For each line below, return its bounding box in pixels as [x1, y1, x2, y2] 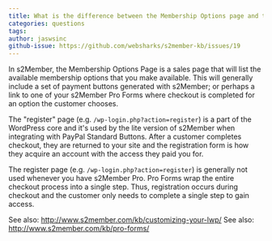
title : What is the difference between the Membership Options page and [8, 11, 259, 20]
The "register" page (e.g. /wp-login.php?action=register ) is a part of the [8, 114, 253, 124]
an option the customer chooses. [8, 99, 119, 109]
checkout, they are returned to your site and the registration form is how [8, 140, 249, 150]
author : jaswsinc [8, 34, 67, 43]
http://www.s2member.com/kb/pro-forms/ [8, 224, 150, 234]
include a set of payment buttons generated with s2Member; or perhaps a [8, 82, 255, 92]
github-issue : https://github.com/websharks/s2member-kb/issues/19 [8, 42, 241, 50]
